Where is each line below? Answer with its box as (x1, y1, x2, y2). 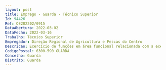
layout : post (5, 7, 32, 12)
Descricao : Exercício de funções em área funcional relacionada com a (5, 44, 154, 49)
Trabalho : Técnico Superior (5, 35, 63, 40)
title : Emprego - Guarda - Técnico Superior (5, 12, 98, 17)
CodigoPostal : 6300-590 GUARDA (5, 48, 70, 53)
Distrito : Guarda (5, 58, 41, 63)
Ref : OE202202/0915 (5, 21, 45, 26)
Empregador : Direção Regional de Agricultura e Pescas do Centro (5, 39, 142, 44)
